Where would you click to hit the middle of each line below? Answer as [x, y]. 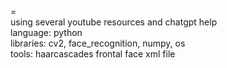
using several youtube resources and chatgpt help [114, 22]
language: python [46, 32]
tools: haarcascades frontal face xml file [93, 54]
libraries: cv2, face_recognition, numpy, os [98, 43]
